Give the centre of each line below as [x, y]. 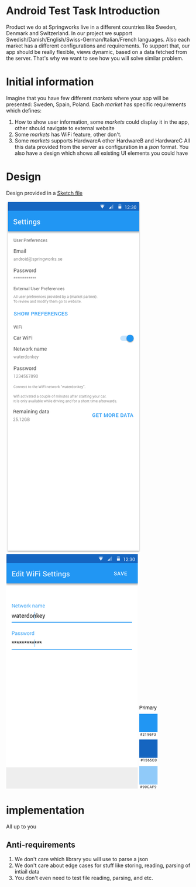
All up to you [21, 826]
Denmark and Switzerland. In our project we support [69, 33]
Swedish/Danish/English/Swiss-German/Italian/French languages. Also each [98, 39]
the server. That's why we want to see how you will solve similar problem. [95, 58]
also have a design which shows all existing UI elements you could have [101, 153]
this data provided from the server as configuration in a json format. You [102, 147]
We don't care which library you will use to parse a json [81, 859]
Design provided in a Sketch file [44, 193]
